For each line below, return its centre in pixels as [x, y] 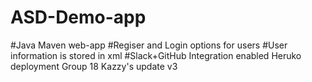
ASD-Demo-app [78, 17]
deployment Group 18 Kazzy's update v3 [94, 66]
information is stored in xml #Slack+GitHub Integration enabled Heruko [156, 55]
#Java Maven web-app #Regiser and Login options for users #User [149, 45]
